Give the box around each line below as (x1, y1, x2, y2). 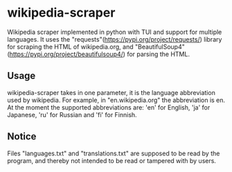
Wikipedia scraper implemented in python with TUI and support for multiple (7, 28, 222, 36)
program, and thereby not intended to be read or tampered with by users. (7, 156, 217, 164)
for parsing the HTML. (127, 50, 190, 58)
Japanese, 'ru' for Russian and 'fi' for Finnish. (7, 110, 137, 119)
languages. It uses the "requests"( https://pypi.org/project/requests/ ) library (7, 35, 222, 43)
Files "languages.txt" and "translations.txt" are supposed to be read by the (7, 149, 220, 157)
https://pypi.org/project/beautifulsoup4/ (9, 50, 123, 58)
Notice (7, 130, 37, 143)
